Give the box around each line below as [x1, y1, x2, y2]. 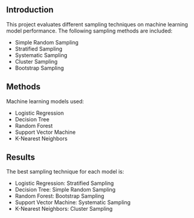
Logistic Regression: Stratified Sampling [14, 180, 114, 187]
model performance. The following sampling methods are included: [6, 27, 173, 34]
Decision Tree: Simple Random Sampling [14, 186, 116, 193]
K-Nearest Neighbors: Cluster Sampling [14, 205, 113, 213]
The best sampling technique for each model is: [6, 168, 124, 175]
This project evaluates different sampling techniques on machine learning [6, 20, 188, 28]
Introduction [6, 5, 54, 15]
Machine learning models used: [6, 97, 84, 104]
